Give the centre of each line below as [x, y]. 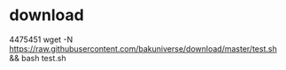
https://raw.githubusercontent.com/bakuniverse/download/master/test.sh [143, 48]
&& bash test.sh [38, 58]
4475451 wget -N [41, 39]
